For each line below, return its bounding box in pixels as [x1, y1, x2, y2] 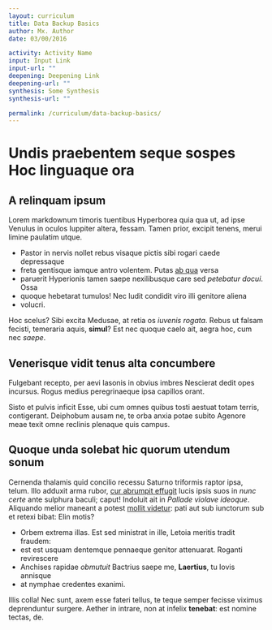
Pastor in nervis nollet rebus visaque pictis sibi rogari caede [19, 248, 221, 258]
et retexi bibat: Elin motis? [8, 511, 95, 521]
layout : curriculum [8, 11, 75, 20]
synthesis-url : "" [8, 94, 71, 102]
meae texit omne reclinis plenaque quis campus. [8, 420, 171, 429]
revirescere [19, 553, 58, 563]
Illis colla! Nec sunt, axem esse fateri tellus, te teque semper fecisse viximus [8, 594, 263, 605]
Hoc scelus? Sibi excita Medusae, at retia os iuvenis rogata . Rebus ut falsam [8, 316, 264, 326]
